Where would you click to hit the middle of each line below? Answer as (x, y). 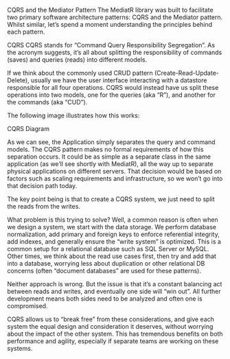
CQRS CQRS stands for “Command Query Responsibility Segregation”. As (111, 45)
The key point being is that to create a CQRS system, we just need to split (111, 199)
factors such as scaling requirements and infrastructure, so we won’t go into (115, 178)
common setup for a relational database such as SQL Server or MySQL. (108, 249)
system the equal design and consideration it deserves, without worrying (110, 326)
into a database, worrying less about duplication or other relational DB (106, 263)
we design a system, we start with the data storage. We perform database (112, 227)
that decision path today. (42, 186)
